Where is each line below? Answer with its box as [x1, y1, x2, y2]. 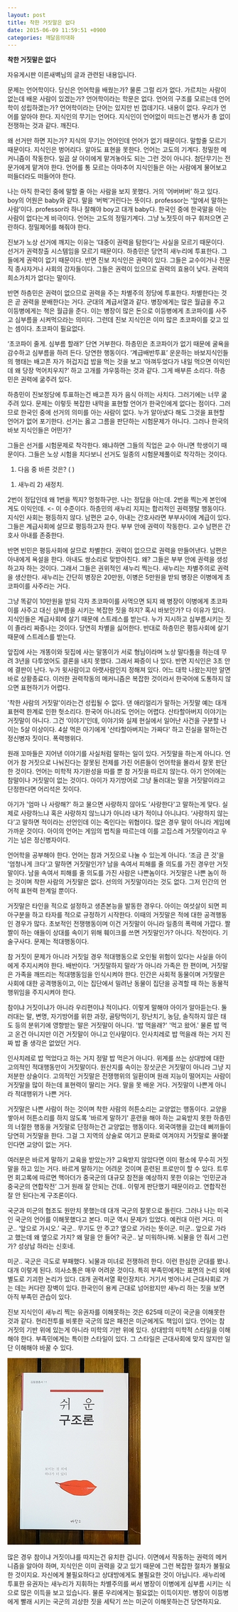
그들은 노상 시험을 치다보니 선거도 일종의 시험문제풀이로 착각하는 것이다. [28, 450, 227, 459]
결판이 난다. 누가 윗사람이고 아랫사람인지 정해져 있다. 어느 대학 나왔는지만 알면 [14, 666, 231, 674]
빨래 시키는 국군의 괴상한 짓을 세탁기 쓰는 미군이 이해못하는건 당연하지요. [20, 1597, 222, 1606]
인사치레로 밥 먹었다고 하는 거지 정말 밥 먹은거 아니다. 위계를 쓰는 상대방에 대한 [7, 1054, 225, 1063]
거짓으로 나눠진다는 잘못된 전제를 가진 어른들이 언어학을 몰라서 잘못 [28, 758, 215, 767]
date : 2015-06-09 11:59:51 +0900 [7, 26, 107, 33]
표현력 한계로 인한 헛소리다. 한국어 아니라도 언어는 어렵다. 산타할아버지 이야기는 [7, 708, 227, 716]
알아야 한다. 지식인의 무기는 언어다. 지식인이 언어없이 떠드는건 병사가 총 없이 [20, 113, 231, 121]
